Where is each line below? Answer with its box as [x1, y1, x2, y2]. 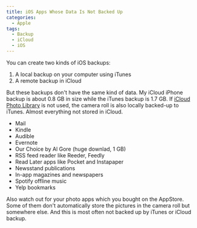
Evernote [15, 139, 38, 146]
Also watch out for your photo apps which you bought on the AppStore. [6, 195, 184, 203]
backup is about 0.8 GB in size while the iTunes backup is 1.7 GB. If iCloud [6, 95, 190, 103]
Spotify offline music [15, 177, 67, 185]
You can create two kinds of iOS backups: [6, 59, 111, 66]
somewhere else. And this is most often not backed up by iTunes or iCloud [6, 208, 192, 215]
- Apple [11, 20, 31, 26]
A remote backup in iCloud [15, 77, 82, 84]
